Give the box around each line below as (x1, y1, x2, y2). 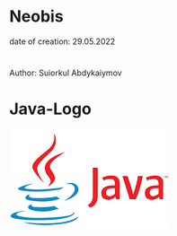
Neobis (9, 6, 65, 27)
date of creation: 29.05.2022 (9, 36, 116, 47)
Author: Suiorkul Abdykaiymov (9, 67, 123, 78)
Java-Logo (9, 99, 92, 119)
